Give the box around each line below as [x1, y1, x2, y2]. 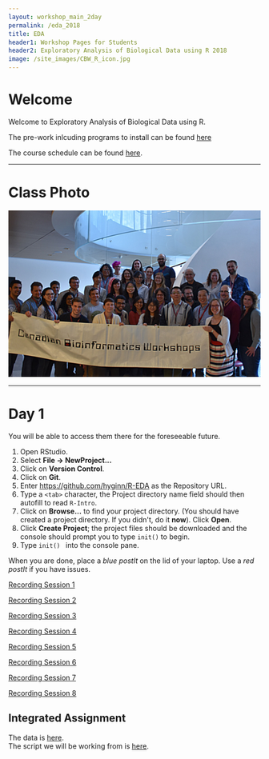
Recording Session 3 [8, 611, 77, 621]
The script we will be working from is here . [8, 741, 150, 751]
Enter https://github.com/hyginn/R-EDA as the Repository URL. [19, 481, 227, 491]
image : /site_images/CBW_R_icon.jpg [8, 55, 130, 63]
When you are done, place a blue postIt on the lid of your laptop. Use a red [8, 556, 255, 565]
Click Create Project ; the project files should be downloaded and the [19, 524, 247, 533]
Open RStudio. [19, 447, 68, 457]
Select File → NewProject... [19, 456, 112, 465]
